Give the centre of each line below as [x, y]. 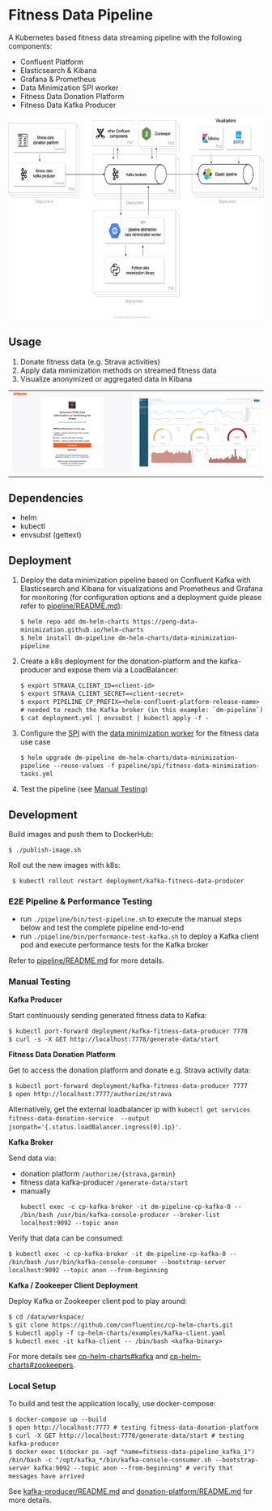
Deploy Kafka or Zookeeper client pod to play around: [98, 1301]
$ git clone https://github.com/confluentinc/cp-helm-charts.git [121, 1325]
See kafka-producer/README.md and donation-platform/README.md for [131, 1491]
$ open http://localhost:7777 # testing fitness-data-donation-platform [134, 1427]
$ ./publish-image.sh [45, 850]
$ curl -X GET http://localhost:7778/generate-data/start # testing [126, 1435]
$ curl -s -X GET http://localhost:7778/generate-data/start [114, 1039]
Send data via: [32, 1158]
